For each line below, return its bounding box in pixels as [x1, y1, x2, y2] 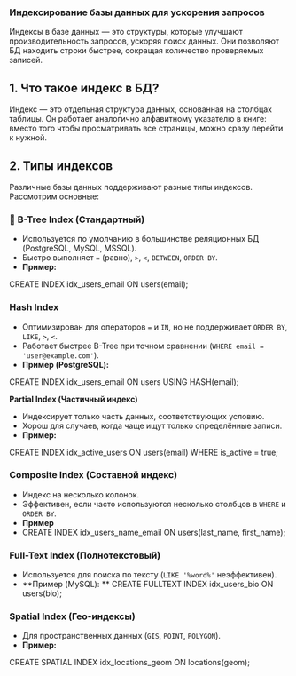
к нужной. [9, 132, 47, 143]
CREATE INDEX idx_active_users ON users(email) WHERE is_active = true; [9, 447, 279, 457]
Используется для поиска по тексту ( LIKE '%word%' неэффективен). [21, 569, 277, 580]
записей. [9, 55, 43, 66]
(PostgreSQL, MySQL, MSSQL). [21, 243, 137, 254]
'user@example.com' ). [21, 349, 99, 361]
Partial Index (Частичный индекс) [9, 394, 139, 404]
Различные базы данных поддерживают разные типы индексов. [9, 181, 253, 192]
